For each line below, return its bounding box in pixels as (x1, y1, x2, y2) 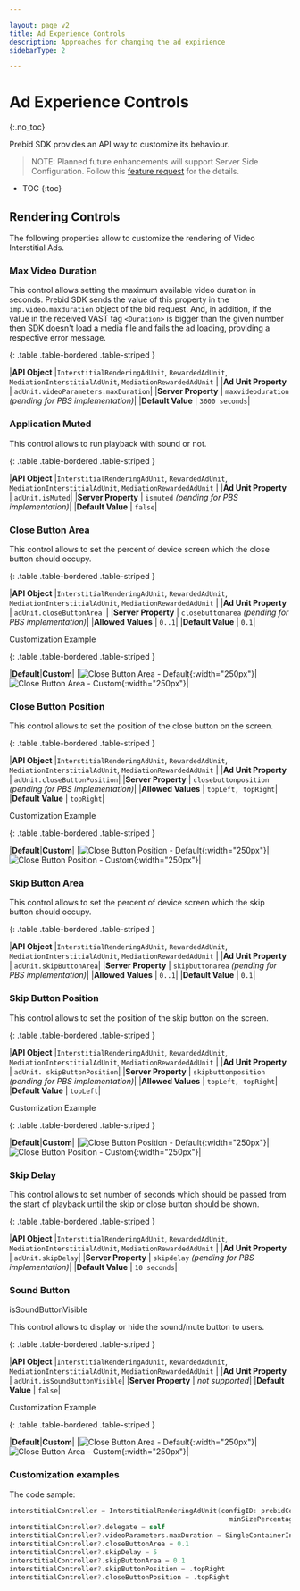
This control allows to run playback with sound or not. (9, 438, 207, 449)
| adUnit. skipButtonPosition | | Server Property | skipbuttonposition (9, 1065, 266, 1077)
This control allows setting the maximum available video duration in (9, 285, 256, 296)
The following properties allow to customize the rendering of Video (9, 233, 256, 243)
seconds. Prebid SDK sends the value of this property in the (9, 294, 229, 305)
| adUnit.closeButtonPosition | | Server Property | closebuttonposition (9, 774, 270, 785)
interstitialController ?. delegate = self (9, 1523, 166, 1532)
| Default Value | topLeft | (9, 1085, 101, 1096)
